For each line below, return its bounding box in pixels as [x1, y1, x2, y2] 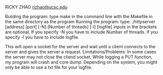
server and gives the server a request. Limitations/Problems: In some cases [5, 49, 157, 55]
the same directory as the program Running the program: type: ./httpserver [5, 19, 156, 24]
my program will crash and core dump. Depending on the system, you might [5, 59, 158, 65]
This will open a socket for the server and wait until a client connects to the [5, 44, 156, 49]
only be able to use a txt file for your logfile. [5, 64, 92, 70]
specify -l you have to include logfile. [5, 34, 79, 40]
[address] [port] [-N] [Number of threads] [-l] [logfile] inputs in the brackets [5, 24, 157, 30]
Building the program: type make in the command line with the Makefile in [5, 14, 153, 19]
